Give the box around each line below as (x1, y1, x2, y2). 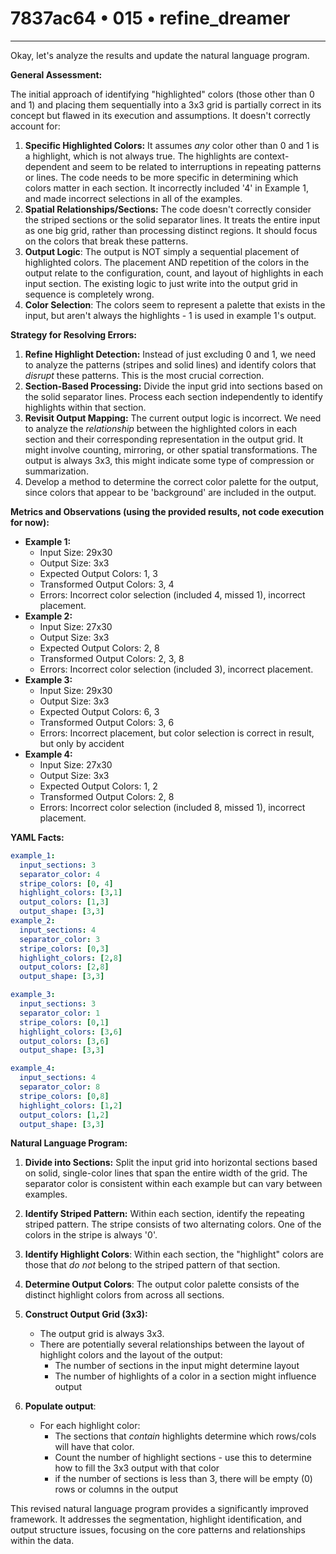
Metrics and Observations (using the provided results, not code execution (10, 505, 325, 517)
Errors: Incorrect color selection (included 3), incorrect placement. (39, 663, 314, 675)
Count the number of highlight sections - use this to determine (54, 1452, 312, 1464)
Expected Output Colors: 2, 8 (39, 642, 160, 654)
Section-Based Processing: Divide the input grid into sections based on (24, 380, 323, 392)
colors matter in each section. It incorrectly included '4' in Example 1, (24, 182, 309, 194)
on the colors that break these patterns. (24, 235, 189, 247)
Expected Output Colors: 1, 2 (39, 780, 158, 792)
